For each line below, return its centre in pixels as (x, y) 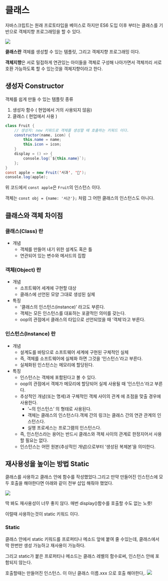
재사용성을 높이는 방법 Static (47, 464)
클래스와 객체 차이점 (34, 215)
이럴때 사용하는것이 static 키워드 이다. (42, 514)
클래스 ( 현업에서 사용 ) (35, 116)
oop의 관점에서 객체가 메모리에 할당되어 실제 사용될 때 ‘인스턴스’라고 (87, 384)
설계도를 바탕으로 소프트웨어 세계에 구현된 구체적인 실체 (74, 352)
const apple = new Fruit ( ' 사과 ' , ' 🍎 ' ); (46, 172)
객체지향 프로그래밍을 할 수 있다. (50, 31)
